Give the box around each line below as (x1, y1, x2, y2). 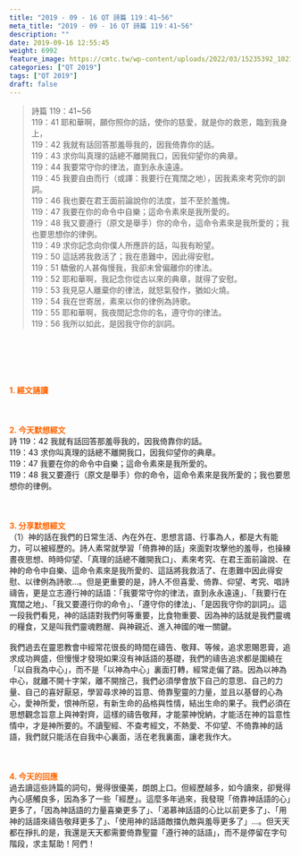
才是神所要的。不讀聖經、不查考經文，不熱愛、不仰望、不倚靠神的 (32, 720, 275, 731)
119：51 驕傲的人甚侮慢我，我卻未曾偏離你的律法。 (30, 261, 217, 273)
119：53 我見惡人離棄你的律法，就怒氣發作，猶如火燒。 (30, 284, 235, 296)
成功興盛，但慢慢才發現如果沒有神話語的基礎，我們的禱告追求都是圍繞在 (16, 653, 283, 664)
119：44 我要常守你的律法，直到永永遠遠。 (30, 161, 188, 172)
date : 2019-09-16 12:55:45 (9, 38, 110, 47)
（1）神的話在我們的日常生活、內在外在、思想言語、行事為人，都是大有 (9, 531, 271, 542)
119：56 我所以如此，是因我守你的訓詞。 (30, 318, 180, 329)
